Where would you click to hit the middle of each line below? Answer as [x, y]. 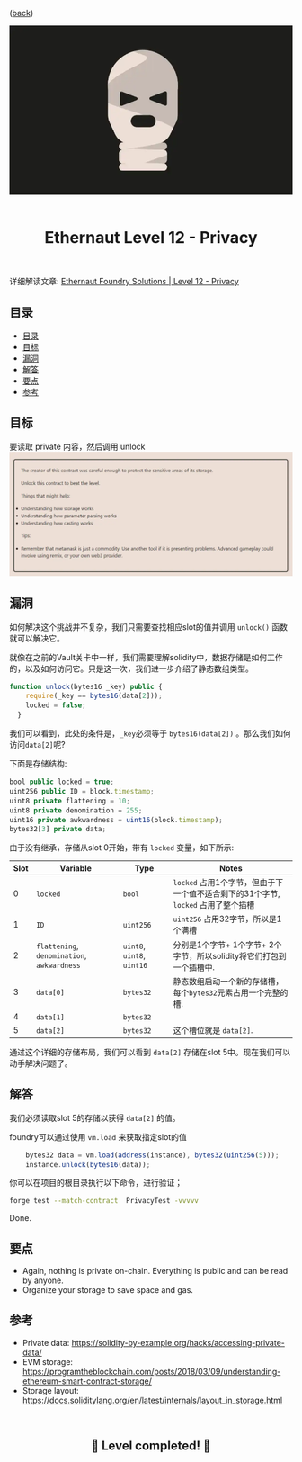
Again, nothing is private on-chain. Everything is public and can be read [155, 1271]
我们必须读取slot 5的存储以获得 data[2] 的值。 [95, 1117]
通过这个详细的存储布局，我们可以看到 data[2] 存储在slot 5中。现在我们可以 [150, 1052]
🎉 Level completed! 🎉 [151, 1446]
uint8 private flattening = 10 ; [70, 801]
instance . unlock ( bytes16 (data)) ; [88, 1164]
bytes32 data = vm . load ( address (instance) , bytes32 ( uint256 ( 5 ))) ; [152, 1155]
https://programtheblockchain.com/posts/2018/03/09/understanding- [151, 1371]
